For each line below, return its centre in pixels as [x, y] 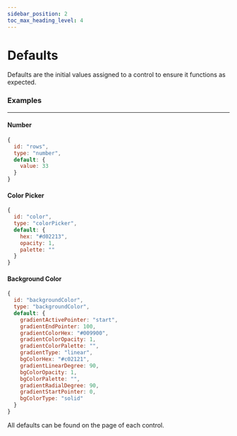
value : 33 [35, 166]
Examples [25, 101]
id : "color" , [33, 217]
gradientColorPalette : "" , [60, 346]
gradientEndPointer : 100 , [58, 326]
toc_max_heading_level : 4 [45, 20]
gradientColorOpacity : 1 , [58, 339]
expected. [22, 83]
